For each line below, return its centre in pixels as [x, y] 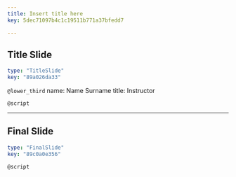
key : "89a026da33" [34, 78]
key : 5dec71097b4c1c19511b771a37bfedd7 [66, 20]
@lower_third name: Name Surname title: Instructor [81, 91]
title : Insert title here [45, 14]
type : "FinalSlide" [36, 148]
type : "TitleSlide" [36, 71]
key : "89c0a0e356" [34, 154]
